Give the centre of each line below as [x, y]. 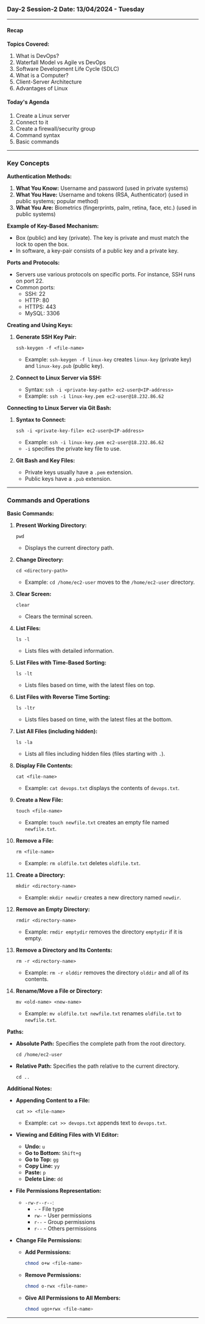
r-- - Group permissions [64, 1222]
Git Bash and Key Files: [45, 460]
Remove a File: [35, 841]
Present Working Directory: [51, 525]
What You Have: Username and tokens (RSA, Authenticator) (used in [102, 195]
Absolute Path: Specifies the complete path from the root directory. [101, 1044]
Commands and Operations [48, 500]
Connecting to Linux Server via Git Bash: [59, 408]
